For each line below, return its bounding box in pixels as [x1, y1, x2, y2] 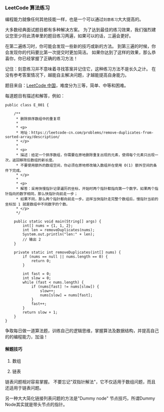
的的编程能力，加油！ [5, 334, 48, 340]
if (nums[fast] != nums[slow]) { [31, 284, 99, 290]
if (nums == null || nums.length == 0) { [22, 254, 108, 259]
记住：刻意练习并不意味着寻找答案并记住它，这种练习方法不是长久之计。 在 [5, 66, 156, 72]
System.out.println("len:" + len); [22, 232, 95, 237]
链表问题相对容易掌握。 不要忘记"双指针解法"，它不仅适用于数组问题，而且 [5, 379, 156, 385]
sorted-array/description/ [5, 135, 60, 140]
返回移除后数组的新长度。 [12, 158, 56, 163]
